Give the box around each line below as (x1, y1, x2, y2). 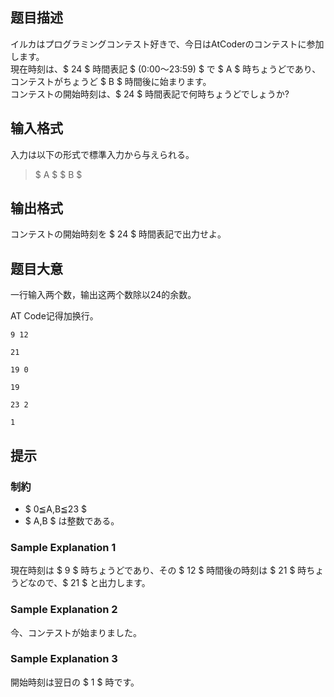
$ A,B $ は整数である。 (24, 514, 120, 527)
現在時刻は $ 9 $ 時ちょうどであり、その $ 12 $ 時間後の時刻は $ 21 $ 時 (10, 564, 307, 577)
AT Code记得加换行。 (10, 310, 99, 322)
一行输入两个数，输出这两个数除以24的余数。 (10, 289, 197, 301)
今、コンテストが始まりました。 (10, 626, 142, 638)
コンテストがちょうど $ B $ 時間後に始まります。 (10, 75, 212, 87)
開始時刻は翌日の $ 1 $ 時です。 (10, 676, 140, 688)
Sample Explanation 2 (10, 603, 118, 617)
